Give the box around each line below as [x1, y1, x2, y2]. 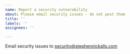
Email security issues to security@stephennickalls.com [5, 43, 118, 49]
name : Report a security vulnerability [5, 7, 88, 12]
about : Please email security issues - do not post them [5, 12, 126, 17]
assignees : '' [5, 26, 35, 30]
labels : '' [5, 21, 28, 26]
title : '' [5, 16, 26, 21]
